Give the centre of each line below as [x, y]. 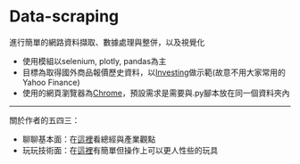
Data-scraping [64, 16]
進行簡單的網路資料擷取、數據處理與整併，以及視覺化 [107, 42]
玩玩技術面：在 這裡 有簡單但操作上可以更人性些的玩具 [120, 150]
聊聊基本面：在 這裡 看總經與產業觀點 [89, 139]
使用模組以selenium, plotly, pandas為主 [94, 61]
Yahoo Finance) [51, 82]
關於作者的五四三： [45, 120]
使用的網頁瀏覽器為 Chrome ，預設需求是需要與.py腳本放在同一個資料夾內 [156, 93]
